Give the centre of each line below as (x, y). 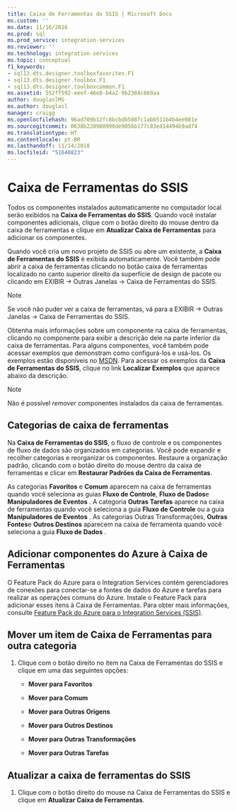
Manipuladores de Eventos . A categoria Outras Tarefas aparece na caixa (116, 501)
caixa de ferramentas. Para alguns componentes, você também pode (108, 345)
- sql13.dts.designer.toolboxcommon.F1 (66, 87)
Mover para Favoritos (60, 684)
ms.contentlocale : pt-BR (44, 139)
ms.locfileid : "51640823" (45, 153)
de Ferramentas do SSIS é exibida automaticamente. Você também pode (114, 258)
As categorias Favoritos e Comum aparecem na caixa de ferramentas (110, 486)
